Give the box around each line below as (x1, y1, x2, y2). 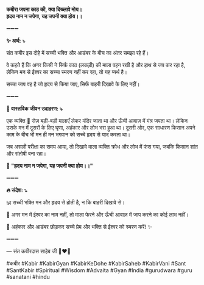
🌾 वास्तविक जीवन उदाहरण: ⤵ (6, 105, 63, 112)
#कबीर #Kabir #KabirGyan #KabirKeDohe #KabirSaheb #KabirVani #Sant (6, 260, 186, 267)
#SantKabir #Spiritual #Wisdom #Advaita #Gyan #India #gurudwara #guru (6, 267, 193, 274)
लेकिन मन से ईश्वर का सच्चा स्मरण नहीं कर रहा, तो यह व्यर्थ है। (6, 68, 128, 76)
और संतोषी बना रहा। (6, 150, 47, 157)
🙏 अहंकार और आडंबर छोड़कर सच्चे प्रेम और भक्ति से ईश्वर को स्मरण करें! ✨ (6, 223, 152, 230)
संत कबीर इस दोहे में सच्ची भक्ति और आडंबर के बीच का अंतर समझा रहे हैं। (6, 49, 149, 56)
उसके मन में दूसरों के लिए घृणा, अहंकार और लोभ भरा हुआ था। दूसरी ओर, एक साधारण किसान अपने (6, 124, 196, 131)
